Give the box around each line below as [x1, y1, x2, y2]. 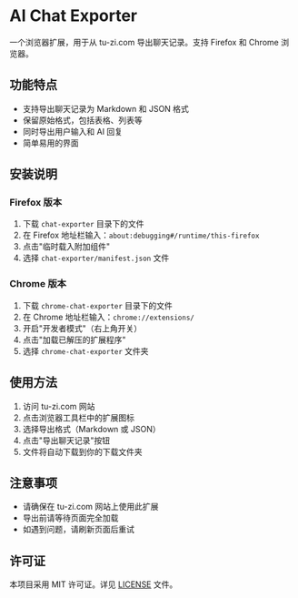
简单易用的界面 [22, 137, 79, 148]
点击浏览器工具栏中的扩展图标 [22, 411, 134, 423]
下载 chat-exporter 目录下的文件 [22, 218, 144, 229]
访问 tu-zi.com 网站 [22, 400, 95, 411]
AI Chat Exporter [9, 5, 138, 26]
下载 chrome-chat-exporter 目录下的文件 [22, 299, 173, 310]
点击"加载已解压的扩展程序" [22, 334, 126, 345]
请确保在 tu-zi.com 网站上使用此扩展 [22, 502, 159, 512]
